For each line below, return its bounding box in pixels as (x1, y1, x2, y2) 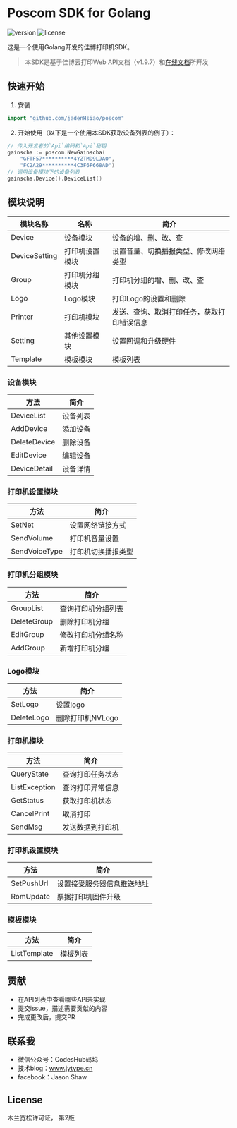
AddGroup (11, 643, 46, 653)
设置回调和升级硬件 (111, 336, 176, 346)
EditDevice (11, 450, 47, 460)
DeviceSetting (11, 250, 58, 260)
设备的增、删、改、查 (111, 233, 183, 243)
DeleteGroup (11, 616, 54, 626)
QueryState (11, 769, 49, 779)
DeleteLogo (11, 712, 49, 722)
